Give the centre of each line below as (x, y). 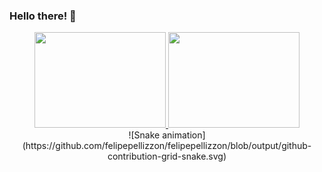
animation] (184, 135)
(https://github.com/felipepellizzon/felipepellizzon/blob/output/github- (167, 146)
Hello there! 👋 (43, 16)
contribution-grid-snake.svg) (167, 156)
